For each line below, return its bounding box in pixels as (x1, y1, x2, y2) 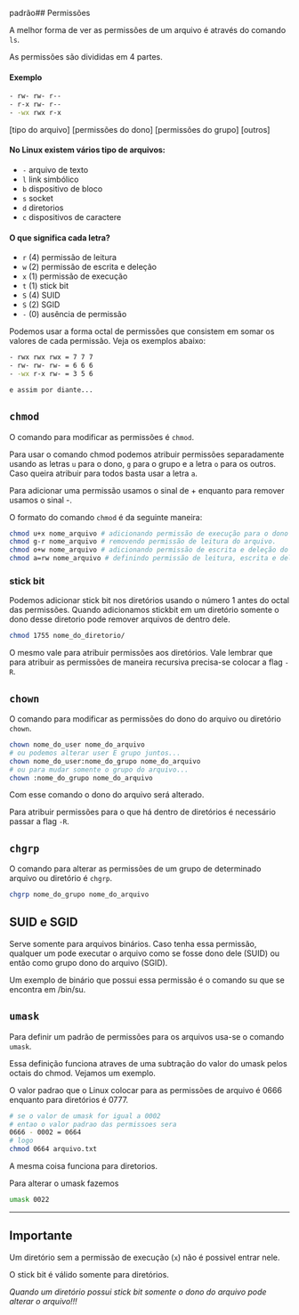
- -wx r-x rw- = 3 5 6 (9, 369, 93, 378)
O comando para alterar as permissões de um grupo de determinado (9, 863, 262, 874)
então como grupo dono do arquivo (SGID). (9, 957, 168, 968)
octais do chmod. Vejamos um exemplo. (9, 1067, 156, 1078)
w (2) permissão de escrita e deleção (21, 262, 158, 273)
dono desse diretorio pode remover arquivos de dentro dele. (9, 614, 230, 625)
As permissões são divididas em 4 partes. (9, 52, 163, 61)
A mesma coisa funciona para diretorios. (9, 1161, 158, 1172)
